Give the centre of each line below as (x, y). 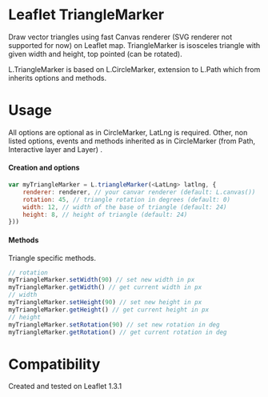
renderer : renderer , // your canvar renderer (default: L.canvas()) (139, 192)
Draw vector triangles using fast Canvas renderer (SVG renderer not (120, 37)
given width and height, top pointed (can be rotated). (95, 54)
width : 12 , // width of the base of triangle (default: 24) (125, 207)
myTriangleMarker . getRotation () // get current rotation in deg (118, 332)
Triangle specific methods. (52, 258)
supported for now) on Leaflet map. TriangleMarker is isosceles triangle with (134, 45)
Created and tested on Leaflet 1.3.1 (65, 387)
